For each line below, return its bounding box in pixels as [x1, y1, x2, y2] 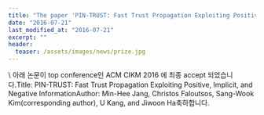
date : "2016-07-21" [8, 19, 72, 27]
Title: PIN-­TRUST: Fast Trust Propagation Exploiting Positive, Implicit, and [16, 80, 253, 89]
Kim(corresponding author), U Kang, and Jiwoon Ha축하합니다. [8, 99, 210, 107]
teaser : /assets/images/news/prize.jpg [15, 48, 146, 56]
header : [8, 41, 34, 49]
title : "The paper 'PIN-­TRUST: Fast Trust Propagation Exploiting [8, 11, 230, 20]
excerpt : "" [8, 33, 47, 41]
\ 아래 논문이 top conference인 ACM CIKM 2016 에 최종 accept [8, 70, 206, 79]
